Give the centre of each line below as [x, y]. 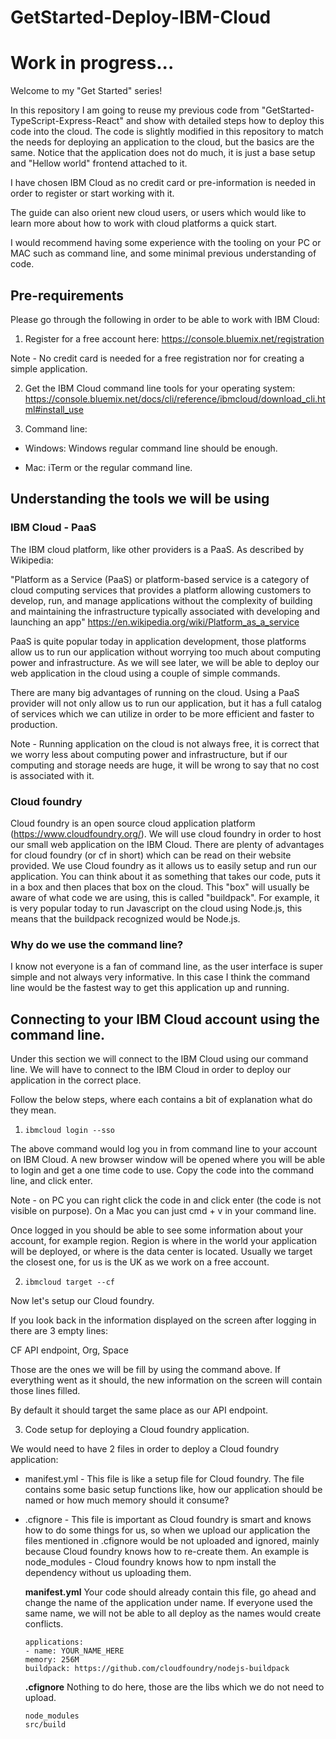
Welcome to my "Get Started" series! [86, 91]
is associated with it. [52, 775]
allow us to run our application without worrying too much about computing [165, 652]
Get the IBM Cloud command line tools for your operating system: [160, 388]
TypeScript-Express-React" [67, 121]
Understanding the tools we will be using [140, 499]
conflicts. [44, 1624]
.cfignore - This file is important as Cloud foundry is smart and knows [168, 1520]
